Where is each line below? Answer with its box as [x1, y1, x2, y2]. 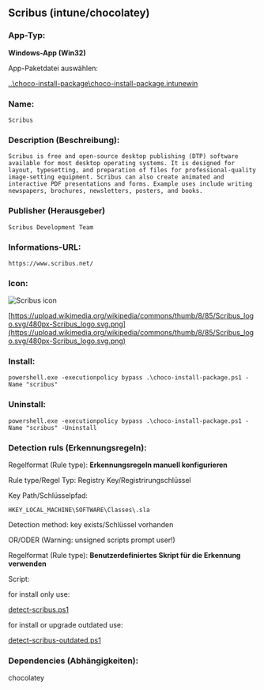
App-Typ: [8, 30, 46, 41]
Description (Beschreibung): [8, 134, 120, 145]
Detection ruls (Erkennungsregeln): [8, 442, 148, 453]
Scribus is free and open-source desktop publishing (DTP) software [8, 153, 239, 160]
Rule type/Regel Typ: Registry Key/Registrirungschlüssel [8, 476, 191, 485]
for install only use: [8, 590, 70, 599]
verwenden [8, 559, 47, 568]
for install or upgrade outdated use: [8, 620, 124, 630]
